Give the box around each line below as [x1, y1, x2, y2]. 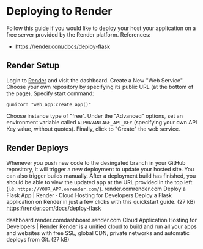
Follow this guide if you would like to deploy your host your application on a [6, 24, 196, 32]
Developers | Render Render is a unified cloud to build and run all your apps [6, 223, 197, 230]
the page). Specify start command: [6, 90, 94, 97]
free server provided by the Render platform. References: [6, 31, 151, 38]
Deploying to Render [6, 4, 113, 18]
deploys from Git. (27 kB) [6, 236, 70, 243]
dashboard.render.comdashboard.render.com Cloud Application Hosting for [6, 216, 197, 223]
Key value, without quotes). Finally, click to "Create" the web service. [6, 125, 180, 132]
